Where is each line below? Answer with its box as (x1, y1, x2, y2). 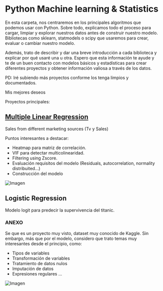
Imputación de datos (12, 266, 54, 272)
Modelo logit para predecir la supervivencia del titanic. (5, 207, 115, 213)
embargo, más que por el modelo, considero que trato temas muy (5, 235, 137, 241)
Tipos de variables (12, 250, 50, 256)
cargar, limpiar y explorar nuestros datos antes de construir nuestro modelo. (5, 30, 158, 36)
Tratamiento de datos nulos (12, 260, 67, 266)
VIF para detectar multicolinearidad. (12, 150, 84, 155)
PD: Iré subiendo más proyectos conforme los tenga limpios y (5, 75, 129, 80)
